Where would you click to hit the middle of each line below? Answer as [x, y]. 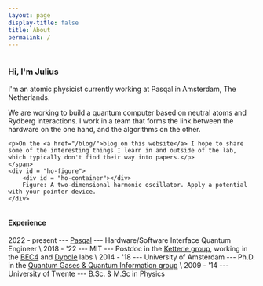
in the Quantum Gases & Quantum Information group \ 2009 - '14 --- [119, 265]
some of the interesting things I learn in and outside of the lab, [122, 150]
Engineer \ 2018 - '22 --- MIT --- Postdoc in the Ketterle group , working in [128, 248]
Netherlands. [29, 97]
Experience [27, 223]
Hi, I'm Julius [33, 71]
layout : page [29, 15]
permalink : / [29, 37]
